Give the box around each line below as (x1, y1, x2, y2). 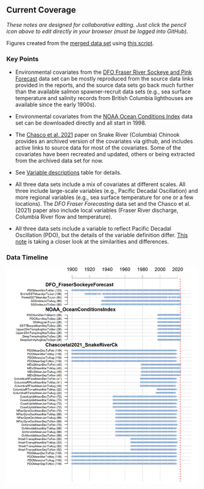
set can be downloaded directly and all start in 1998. (15, 119, 147, 127)
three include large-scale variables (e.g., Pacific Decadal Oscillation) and (15, 187, 199, 195)
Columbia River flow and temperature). (15, 213, 113, 220)
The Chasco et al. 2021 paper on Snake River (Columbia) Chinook (15, 131, 180, 139)
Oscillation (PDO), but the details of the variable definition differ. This (15, 231, 188, 239)
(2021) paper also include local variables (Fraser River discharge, (15, 207, 178, 214)
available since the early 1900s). (15, 101, 96, 109)
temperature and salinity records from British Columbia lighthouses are (15, 95, 193, 102)
